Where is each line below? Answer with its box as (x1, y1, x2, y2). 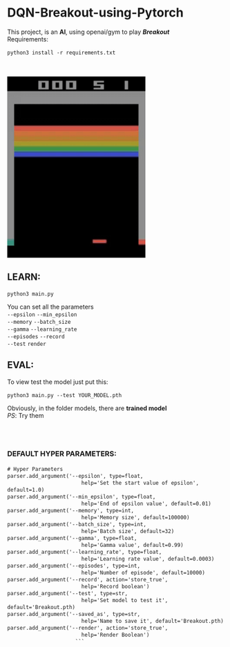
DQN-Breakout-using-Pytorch (7, 5, 184, 21)
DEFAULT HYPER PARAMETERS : (7, 449, 117, 458)
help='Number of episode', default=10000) (81, 569, 206, 576)
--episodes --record (7, 333, 65, 340)
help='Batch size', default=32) (81, 528, 175, 534)
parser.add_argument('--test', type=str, (7, 590, 128, 597)
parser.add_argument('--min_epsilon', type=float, (7, 493, 156, 500)
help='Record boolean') (81, 583, 150, 590)
